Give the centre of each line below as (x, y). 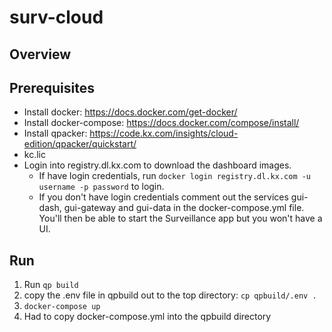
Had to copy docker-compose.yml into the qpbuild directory (147, 317)
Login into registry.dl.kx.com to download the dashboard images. (157, 165)
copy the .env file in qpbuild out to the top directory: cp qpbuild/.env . (170, 295)
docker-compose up (62, 307)
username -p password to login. (101, 187)
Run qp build (51, 285)
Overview (40, 54)
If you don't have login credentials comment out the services (163, 197)
